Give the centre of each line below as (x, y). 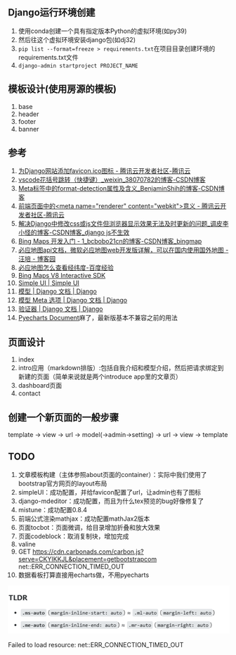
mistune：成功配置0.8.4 (52, 509)
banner (28, 129)
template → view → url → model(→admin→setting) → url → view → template (118, 435)
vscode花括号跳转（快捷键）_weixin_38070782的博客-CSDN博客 (112, 180)
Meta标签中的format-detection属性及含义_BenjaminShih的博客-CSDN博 (122, 189)
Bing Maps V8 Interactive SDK (62, 276)
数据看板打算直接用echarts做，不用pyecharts (84, 575)
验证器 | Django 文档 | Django (61, 309)
